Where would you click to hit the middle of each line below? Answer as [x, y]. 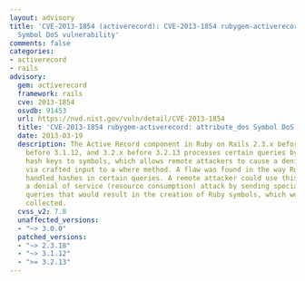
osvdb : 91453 [42, 111]
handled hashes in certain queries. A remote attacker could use [152, 178]
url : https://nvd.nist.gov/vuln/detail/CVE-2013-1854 [121, 119]
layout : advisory [42, 18]
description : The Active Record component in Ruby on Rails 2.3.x [146, 144]
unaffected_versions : [59, 220]
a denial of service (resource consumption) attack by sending [148, 187]
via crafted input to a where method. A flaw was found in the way [156, 170]
